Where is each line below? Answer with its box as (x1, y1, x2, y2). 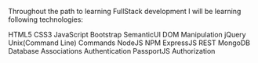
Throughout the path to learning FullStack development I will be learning (8, 7, 242, 16)
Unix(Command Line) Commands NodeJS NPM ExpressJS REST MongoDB (8, 38, 251, 47)
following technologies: (8, 15, 84, 24)
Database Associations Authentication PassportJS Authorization (8, 47, 216, 55)
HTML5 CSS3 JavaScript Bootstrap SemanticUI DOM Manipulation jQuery (8, 30, 246, 39)
